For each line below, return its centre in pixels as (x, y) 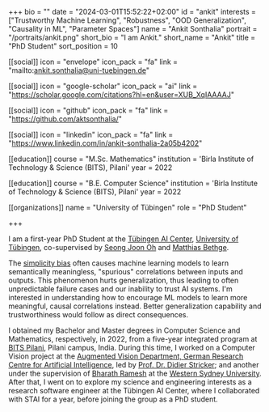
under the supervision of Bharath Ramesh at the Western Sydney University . (135, 373)
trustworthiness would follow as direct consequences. (99, 314)
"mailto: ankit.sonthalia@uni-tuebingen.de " (79, 70)
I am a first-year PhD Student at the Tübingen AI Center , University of (124, 239)
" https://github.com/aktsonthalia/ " (65, 119)
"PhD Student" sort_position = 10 (63, 46)
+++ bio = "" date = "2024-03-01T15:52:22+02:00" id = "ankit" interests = (132, 12)
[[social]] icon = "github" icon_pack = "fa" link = (88, 110)
